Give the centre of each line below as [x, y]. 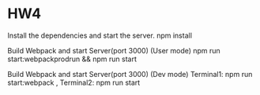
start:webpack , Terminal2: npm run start [74, 82]
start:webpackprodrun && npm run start [72, 59]
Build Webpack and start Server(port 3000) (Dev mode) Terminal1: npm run [130, 74]
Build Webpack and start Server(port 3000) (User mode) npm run [114, 50]
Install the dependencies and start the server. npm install [100, 35]
